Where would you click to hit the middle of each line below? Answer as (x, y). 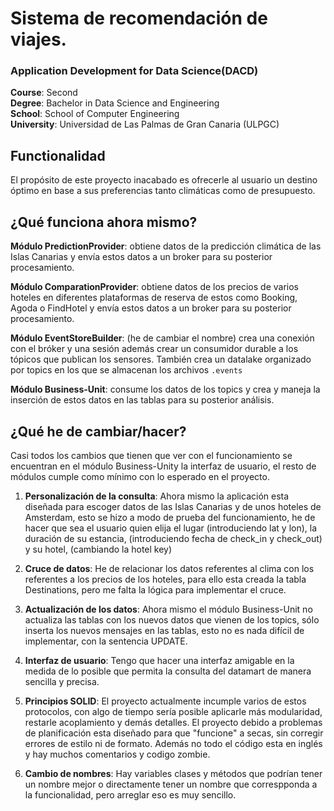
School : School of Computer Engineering (95, 114)
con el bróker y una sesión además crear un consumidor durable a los (154, 349)
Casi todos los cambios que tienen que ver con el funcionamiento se (151, 455)
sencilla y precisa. (62, 681)
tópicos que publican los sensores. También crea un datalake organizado (161, 359)
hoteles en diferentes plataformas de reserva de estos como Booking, (154, 298)
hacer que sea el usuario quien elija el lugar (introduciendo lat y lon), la (171, 528)
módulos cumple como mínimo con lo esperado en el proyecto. (140, 476)
